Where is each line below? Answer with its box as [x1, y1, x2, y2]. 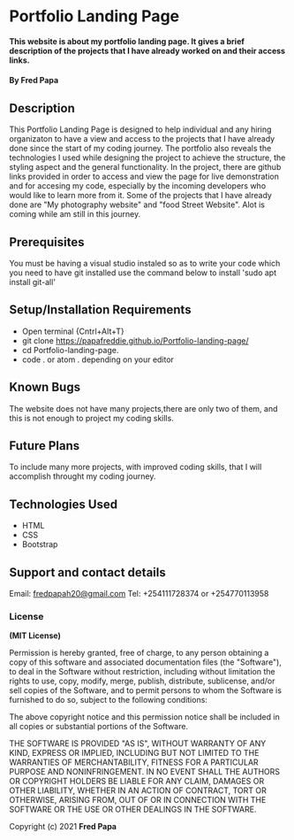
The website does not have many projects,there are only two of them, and [9, 403, 278, 413]
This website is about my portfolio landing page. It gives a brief [9, 35, 245, 46]
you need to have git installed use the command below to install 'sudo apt [9, 267, 277, 278]
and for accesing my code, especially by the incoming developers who [9, 181, 267, 191]
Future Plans [9, 438, 80, 453]
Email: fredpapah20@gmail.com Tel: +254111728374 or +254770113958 [9, 589, 269, 599]
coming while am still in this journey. [9, 209, 141, 220]
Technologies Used [9, 497, 117, 512]
